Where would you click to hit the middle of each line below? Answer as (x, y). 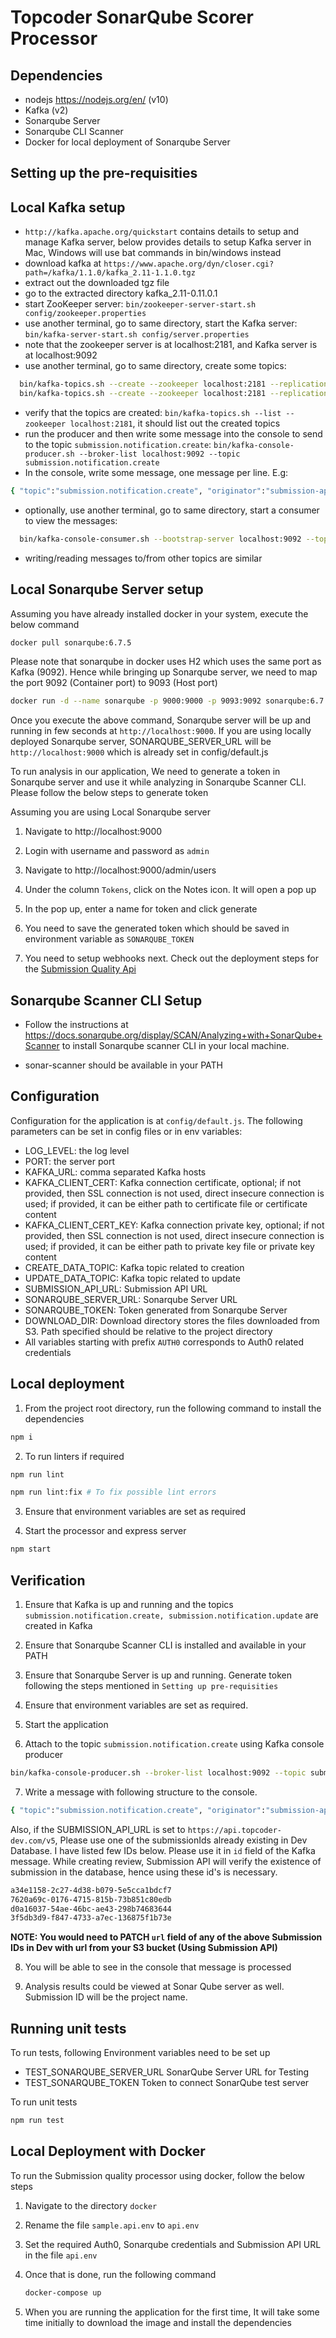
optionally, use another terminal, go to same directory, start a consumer (172, 510)
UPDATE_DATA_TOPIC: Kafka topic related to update (132, 1278)
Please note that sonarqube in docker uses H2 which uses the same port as (166, 662)
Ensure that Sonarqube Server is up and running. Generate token (158, 1675)
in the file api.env (61, 2255)
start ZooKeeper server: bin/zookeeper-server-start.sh (140, 304)
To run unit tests (44, 2102)
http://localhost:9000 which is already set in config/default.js (139, 752)
